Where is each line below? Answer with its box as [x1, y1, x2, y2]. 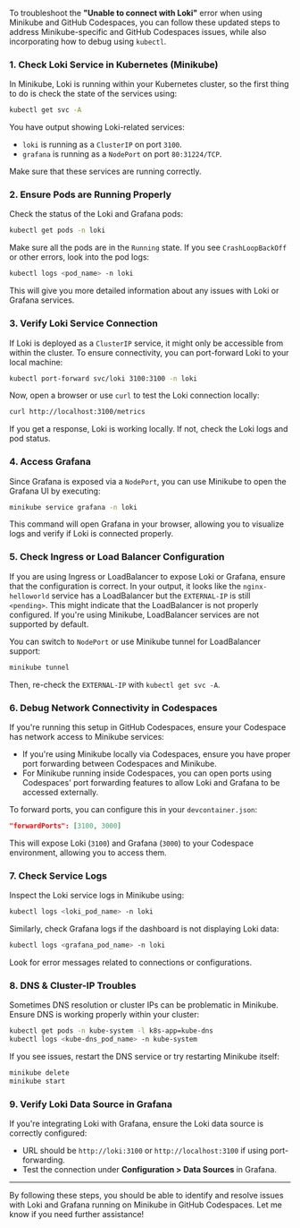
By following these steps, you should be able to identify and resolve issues [9, 1189, 284, 1200]
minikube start [9, 1077, 66, 1086]
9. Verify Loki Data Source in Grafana [9, 1097, 172, 1110]
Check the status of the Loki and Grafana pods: [9, 209, 184, 219]
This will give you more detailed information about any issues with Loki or [9, 286, 279, 296]
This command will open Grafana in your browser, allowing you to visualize [9, 519, 284, 529]
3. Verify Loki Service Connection [9, 317, 158, 330]
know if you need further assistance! [9, 1208, 145, 1219]
